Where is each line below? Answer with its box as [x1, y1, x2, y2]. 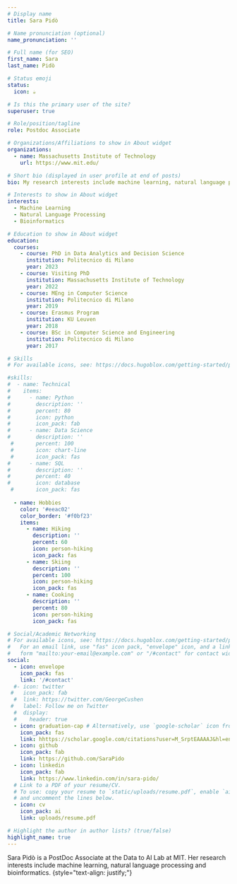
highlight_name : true [7, 834, 71, 841]
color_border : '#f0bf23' [20, 512, 93, 520]
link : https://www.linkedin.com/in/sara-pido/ [20, 775, 159, 782]
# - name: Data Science [7, 427, 93, 434]
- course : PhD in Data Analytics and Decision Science [20, 250, 185, 257]
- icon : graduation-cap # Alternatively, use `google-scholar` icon [13, 722, 219, 729]
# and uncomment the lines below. [13, 795, 115, 802]
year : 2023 [25, 263, 59, 271]
